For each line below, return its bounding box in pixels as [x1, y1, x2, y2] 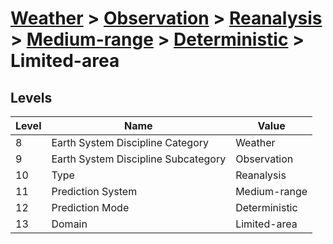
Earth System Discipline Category [51, 136, 210, 149]
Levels [10, 89, 53, 106]
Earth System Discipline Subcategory [51, 152, 227, 166]
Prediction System [51, 185, 138, 198]
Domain [51, 217, 88, 231]
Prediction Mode [51, 201, 130, 214]
